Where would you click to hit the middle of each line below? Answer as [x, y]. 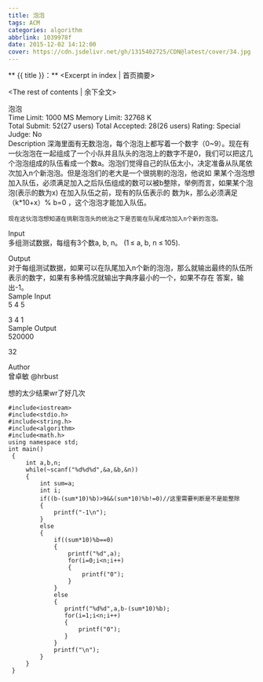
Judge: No [25, 134]
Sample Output [33, 328]
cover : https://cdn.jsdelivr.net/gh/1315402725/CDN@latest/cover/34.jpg [130, 52]
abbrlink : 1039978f [40, 37]
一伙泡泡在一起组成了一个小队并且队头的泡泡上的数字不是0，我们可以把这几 [131, 153]
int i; [50, 490]
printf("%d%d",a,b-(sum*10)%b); [117, 609]
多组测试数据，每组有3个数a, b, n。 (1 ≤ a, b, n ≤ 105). [94, 243]
